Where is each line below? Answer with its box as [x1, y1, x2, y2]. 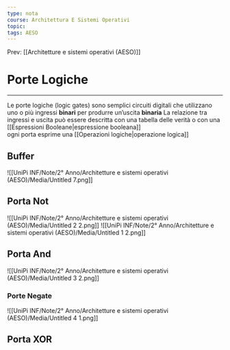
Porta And [7, 248, 51, 260]
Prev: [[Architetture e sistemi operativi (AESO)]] [7, 48, 141, 56]
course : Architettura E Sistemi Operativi [7, 16, 130, 23]
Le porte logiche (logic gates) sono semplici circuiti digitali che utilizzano [7, 101, 212, 110]
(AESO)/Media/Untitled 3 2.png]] [7, 274, 99, 282]
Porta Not [7, 196, 49, 207]
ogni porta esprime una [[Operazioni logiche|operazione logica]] [7, 130, 189, 139]
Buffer [7, 150, 35, 162]
